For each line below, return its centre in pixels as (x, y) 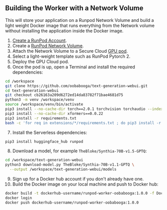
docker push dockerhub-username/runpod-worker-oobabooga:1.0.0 (72, 203)
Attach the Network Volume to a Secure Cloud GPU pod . (70, 51)
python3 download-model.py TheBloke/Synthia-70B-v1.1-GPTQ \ (70, 165)
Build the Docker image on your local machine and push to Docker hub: (85, 184)
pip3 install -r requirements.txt (41, 118)
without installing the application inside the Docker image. (64, 31)
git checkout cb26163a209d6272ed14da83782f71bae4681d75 (64, 95)
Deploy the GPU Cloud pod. (41, 61)
